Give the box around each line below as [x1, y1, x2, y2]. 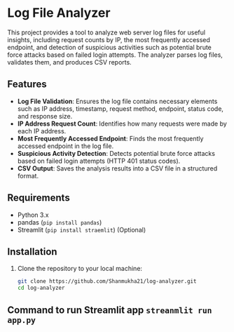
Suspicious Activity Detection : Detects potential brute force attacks [17, 149, 216, 157]
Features [7, 79, 47, 91]
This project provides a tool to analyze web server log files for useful [7, 28, 205, 36]
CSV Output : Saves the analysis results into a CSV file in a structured [17, 164, 218, 173]
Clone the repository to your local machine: [17, 265, 142, 273]
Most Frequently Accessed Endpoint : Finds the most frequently [17, 134, 204, 142]
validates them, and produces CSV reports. [7, 58, 132, 66]
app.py [7, 314, 36, 325]
